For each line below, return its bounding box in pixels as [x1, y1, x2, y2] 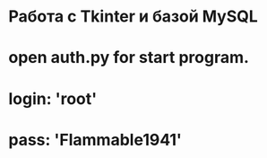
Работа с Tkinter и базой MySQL [8, 6, 259, 27]
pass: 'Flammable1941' [8, 129, 183, 150]
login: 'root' [8, 88, 98, 109]
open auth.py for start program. [8, 48, 250, 68]
